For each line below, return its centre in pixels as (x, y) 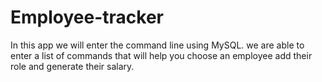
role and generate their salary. (72, 66)
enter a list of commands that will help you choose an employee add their (161, 55)
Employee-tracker (87, 17)
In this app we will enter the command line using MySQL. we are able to (157, 45)
